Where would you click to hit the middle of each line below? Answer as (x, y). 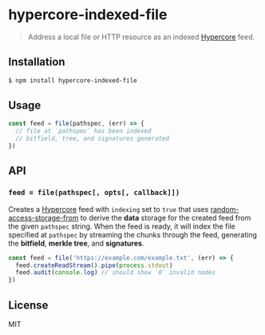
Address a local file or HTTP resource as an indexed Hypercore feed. (141, 37)
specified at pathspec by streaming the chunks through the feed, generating (132, 234)
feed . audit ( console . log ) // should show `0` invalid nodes (116, 273)
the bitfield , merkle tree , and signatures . (76, 243)
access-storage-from (44, 217)
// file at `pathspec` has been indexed (83, 131)
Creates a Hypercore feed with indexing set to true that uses (109, 209)
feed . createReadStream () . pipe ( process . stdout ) (94, 265)
